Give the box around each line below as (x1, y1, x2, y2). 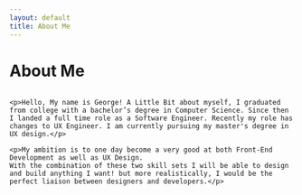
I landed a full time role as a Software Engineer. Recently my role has (9, 114, 294, 123)
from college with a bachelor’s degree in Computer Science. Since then (9, 106, 289, 116)
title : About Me (9, 22, 71, 31)
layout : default (9, 13, 71, 23)
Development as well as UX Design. (9, 153, 144, 162)
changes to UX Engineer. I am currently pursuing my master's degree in (9, 122, 289, 131)
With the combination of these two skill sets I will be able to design (9, 162, 289, 171)
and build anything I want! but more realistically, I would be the (9, 169, 273, 179)
